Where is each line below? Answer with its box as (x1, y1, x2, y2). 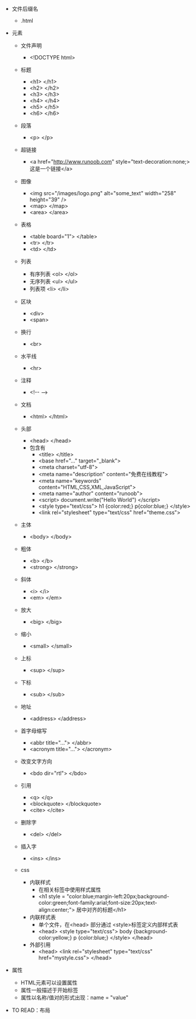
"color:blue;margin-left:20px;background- (66, 893, 169, 900)
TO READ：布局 (11, 1007, 50, 1014)
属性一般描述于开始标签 (20, 987, 78, 993)
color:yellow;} (38, 934, 72, 941)
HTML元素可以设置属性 (20, 979, 78, 986)
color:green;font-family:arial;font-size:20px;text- (38, 899, 157, 906)
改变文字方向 (20, 758, 52, 765)
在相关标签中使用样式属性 (38, 886, 102, 893)
